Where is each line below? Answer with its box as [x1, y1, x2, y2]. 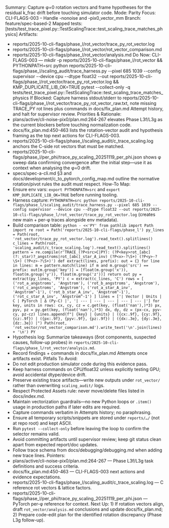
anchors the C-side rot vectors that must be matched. [12, 143, 125, 149]
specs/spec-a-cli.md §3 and [12, 170, 72, 176]
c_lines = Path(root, [12, 241, 58, 246]
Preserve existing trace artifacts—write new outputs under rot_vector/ [12, 377, 160, 383]
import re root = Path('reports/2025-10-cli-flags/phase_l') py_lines [12, 228, 164, 233]
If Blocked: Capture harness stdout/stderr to [30, 95, 122, 101]
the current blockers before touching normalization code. [12, 122, 132, 128]
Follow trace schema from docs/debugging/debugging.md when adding [12, 447, 162, 453]
